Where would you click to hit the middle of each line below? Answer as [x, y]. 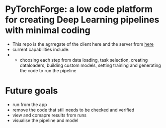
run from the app [30, 104]
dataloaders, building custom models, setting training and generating [90, 65]
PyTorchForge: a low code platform [79, 9]
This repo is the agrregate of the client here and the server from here [83, 44]
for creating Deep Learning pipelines [82, 20]
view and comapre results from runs [49, 115]
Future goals [32, 91]
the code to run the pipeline [48, 70]
